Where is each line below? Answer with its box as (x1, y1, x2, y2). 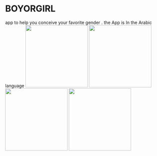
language (5, 83, 24, 89)
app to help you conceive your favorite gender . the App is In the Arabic (5, 19, 152, 25)
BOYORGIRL (5, 3, 56, 14)
